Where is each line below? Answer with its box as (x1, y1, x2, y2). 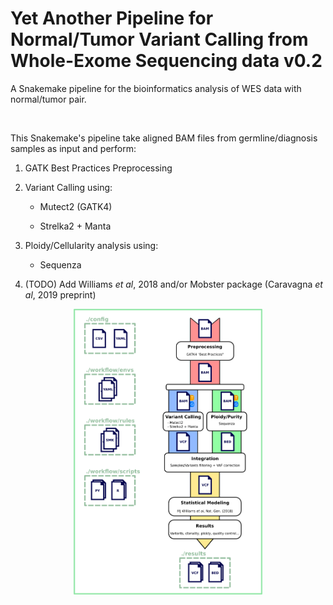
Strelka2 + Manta (39, 220, 112, 232)
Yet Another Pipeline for (10, 7, 214, 30)
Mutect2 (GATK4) (39, 200, 113, 212)
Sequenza (39, 258, 82, 271)
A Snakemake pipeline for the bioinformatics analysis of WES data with (10, 82, 302, 94)
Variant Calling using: (24, 181, 113, 193)
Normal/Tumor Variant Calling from (10, 28, 309, 51)
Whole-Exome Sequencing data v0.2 (10, 50, 323, 72)
